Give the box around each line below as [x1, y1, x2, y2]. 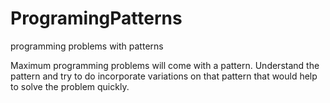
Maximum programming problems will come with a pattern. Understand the [10, 59, 320, 71]
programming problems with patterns [10, 40, 164, 52]
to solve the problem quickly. [10, 80, 130, 92]
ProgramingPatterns [10, 7, 183, 30]
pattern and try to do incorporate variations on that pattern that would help [10, 70, 318, 82]
